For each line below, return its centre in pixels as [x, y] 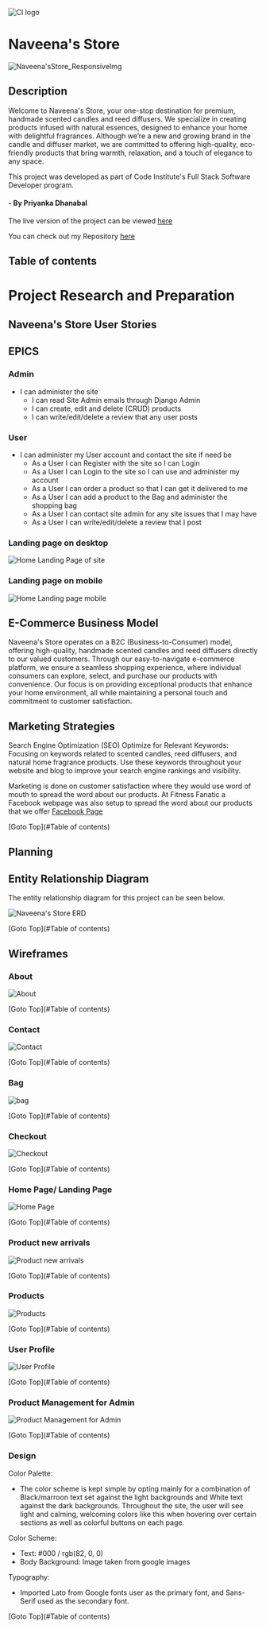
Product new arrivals [49, 1243]
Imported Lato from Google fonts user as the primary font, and [121, 1592]
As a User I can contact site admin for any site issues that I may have [144, 513]
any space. [26, 161]
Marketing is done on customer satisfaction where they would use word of [130, 786]
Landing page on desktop [58, 543]
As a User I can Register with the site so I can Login [116, 463]
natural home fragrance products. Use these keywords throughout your [125, 762]
